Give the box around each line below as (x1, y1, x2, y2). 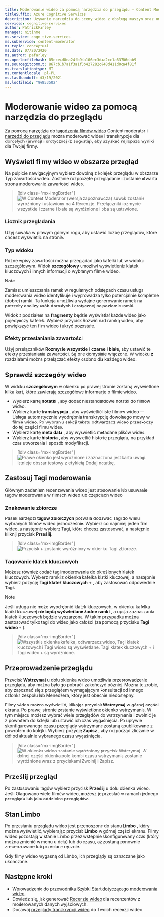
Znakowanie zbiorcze (5, 504, 57, 511)
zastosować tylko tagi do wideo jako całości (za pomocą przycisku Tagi (5, 619, 150, 625)
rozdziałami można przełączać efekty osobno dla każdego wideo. (5, 356, 137, 362)
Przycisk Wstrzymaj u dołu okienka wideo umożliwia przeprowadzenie (5, 677, 148, 683)
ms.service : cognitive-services (5, 35, 71, 40)
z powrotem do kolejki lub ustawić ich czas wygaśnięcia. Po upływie (5, 718, 143, 724)
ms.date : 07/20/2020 (5, 48, 47, 53)
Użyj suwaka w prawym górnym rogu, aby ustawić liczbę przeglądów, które (5, 229, 157, 235)
